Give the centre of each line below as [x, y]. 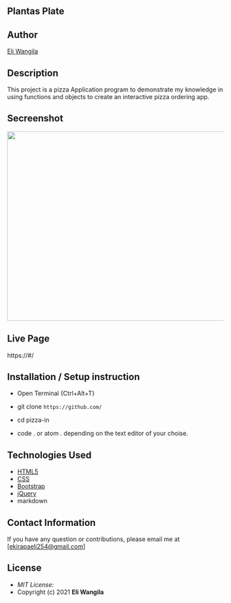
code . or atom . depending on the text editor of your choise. [102, 434]
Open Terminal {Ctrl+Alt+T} [56, 393]
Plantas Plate [36, 11]
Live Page [29, 339]
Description [33, 73]
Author [22, 35]
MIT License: [35, 584]
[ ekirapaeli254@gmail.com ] [46, 547]
